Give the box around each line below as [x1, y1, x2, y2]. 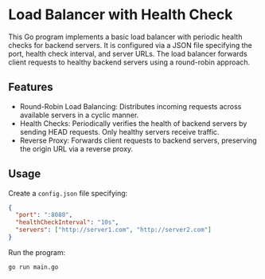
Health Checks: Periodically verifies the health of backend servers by [19, 118, 247, 128]
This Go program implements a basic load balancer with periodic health [8, 32, 243, 41]
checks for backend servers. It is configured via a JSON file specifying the [8, 40, 252, 49]
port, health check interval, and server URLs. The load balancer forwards [8, 49, 248, 58]
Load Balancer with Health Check [8, 6, 233, 24]
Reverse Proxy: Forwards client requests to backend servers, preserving [19, 136, 257, 145]
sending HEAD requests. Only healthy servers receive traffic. [19, 127, 220, 136]
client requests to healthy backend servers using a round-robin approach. [8, 57, 251, 67]
